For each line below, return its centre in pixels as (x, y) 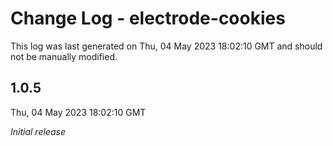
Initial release (38, 131)
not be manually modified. (64, 56)
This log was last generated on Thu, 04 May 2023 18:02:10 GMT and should (166, 46)
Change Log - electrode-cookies (148, 18)
